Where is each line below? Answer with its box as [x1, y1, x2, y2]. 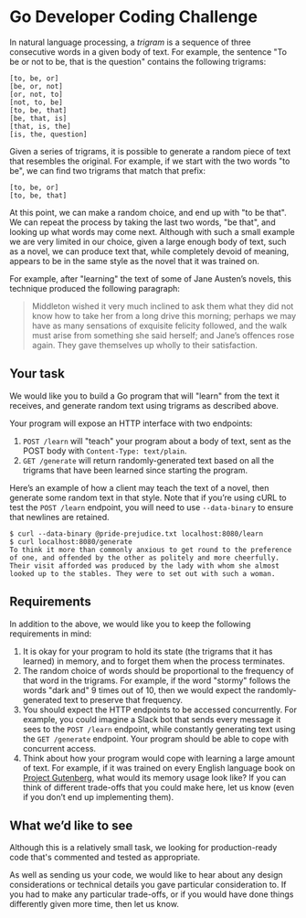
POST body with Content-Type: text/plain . [22, 445, 187, 456]
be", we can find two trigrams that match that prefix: [9, 165, 206, 176]
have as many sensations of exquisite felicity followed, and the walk [31, 320, 288, 331]
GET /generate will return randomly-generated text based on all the [22, 454, 274, 465]
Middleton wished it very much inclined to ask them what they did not [31, 300, 294, 312]
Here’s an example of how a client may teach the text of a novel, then [9, 482, 269, 493]
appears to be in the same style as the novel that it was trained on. [9, 255, 260, 266]
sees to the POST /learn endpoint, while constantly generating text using [22, 723, 296, 734]
